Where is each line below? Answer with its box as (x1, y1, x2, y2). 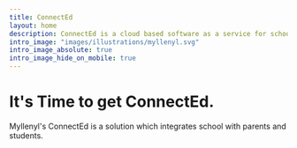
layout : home (9, 21, 57, 30)
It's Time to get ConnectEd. (9, 92, 215, 112)
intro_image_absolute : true (9, 46, 113, 55)
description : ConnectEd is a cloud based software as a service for (9, 29, 267, 38)
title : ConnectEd (9, 12, 73, 22)
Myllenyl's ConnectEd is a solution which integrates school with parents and (9, 121, 287, 131)
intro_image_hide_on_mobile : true (9, 54, 137, 63)
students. (9, 129, 44, 141)
